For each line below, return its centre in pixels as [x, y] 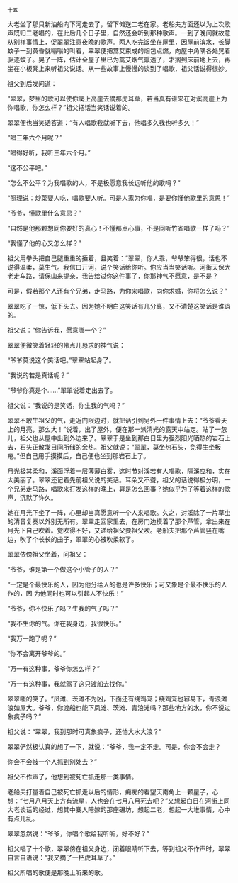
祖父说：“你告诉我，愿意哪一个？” [57, 330]
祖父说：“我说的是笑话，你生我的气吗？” [66, 405]
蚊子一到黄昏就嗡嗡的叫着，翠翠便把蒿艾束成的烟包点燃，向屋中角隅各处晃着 [119, 51]
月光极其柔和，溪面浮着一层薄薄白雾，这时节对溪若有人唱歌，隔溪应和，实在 [119, 471]
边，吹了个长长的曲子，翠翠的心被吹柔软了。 [73, 539]
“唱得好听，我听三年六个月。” [49, 152]
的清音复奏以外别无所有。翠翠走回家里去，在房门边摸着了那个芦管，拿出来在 [119, 521]
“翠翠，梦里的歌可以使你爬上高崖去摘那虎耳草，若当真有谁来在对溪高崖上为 [118, 99]
